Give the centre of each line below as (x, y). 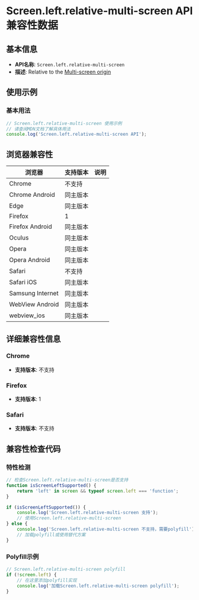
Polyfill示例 (23, 557)
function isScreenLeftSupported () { (51, 485)
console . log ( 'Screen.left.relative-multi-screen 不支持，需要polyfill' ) (106, 529)
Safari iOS (23, 282)
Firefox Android (31, 226)
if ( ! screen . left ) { (32, 575)
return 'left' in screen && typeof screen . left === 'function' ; (98, 491)
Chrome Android (32, 195)
